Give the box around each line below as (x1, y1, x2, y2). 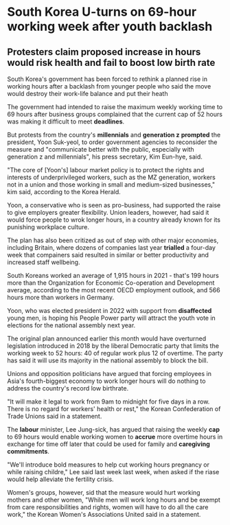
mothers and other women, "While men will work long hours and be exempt (7, 495, 221, 504)
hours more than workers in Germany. (7, 293, 115, 301)
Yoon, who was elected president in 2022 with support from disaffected (7, 307, 212, 314)
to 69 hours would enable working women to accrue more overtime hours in (7, 433, 223, 441)
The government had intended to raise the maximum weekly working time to (7, 103, 223, 110)
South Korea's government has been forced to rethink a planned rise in (7, 75, 208, 83)
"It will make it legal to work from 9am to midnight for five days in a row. (7, 397, 210, 406)
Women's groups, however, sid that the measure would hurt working (7, 489, 200, 496)
